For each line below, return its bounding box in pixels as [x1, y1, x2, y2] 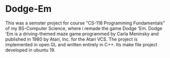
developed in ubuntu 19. [5, 47, 56, 53]
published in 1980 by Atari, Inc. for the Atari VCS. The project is [5, 36, 138, 42]
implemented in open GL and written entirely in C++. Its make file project [5, 41, 158, 47]
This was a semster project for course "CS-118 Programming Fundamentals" [5, 20, 165, 26]
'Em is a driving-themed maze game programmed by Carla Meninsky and [5, 31, 159, 37]
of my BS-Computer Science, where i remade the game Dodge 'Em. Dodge [5, 25, 162, 31]
